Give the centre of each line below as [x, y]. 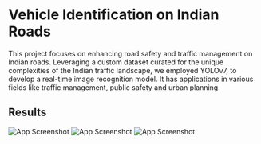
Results [28, 113]
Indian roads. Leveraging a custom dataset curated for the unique [116, 62]
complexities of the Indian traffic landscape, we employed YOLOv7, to [123, 70]
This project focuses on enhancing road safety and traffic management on [130, 53]
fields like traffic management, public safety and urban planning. [115, 87]
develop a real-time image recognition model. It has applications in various [131, 79]
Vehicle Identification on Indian [114, 15]
